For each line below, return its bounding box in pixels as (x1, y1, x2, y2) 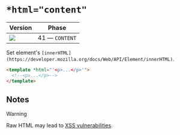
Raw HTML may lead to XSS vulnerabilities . (6, 122, 113, 129)
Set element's (6, 49, 41, 56)
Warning (6, 111, 27, 118)
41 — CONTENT (38, 33, 77, 42)
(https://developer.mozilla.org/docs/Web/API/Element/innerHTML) (6, 56, 173, 62)
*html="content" (6, 4, 87, 16)
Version (9, 23, 32, 32)
